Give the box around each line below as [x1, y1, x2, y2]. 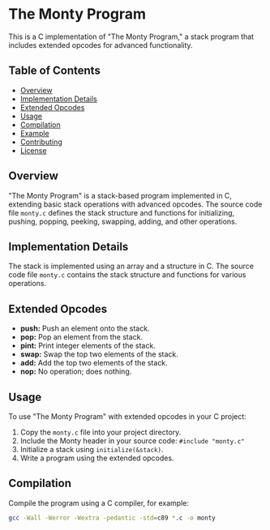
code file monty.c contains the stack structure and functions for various [8, 270, 246, 280]
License [19, 145, 47, 155]
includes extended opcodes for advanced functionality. [8, 40, 193, 49]
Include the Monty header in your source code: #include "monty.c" [19, 436, 245, 446]
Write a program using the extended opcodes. [19, 453, 174, 463]
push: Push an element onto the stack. [19, 323, 150, 333]
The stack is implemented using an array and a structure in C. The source [8, 261, 254, 271]
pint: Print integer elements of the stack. [19, 341, 156, 351]
